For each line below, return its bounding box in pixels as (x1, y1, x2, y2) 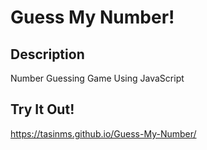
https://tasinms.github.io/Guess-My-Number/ (10, 127, 197, 140)
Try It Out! (10, 101, 75, 118)
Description (10, 46, 85, 63)
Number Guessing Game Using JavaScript (10, 72, 185, 84)
